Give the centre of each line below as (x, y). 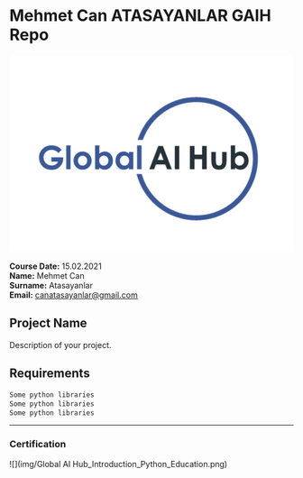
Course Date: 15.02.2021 (55, 266)
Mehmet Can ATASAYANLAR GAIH (141, 16)
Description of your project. (60, 345)
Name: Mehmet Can (47, 275)
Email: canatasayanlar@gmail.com (73, 295)
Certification (38, 445)
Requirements (50, 374)
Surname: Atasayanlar (51, 285)
